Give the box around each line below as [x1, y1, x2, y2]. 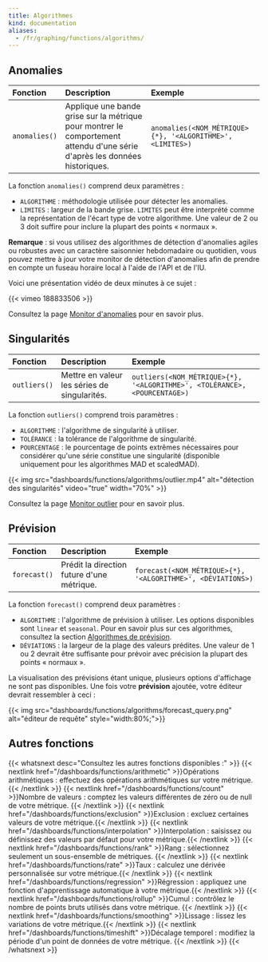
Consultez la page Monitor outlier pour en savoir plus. [8, 498, 185, 508]
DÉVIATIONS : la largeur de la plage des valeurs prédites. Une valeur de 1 [19, 640, 255, 650]
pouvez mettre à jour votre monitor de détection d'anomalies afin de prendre [8, 255, 260, 264]
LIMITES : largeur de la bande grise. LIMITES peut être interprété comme [19, 205, 255, 215]
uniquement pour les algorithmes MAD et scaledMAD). [19, 459, 200, 469]
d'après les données [65, 151, 142, 162]
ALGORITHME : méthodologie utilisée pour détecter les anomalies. [19, 196, 228, 206]
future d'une [61, 568, 108, 580]
